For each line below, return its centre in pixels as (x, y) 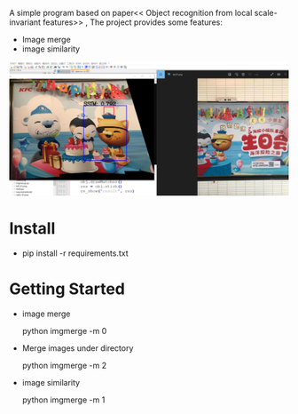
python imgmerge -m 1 (63, 400)
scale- (266, 13)
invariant (25, 22)
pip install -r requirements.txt (75, 253)
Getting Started (67, 289)
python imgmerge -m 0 (64, 330)
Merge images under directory (78, 348)
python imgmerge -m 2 (64, 365)
